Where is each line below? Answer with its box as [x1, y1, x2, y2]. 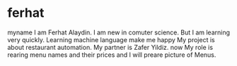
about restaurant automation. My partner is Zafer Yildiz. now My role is [7, 43, 214, 51]
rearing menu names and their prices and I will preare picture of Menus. [7, 51, 216, 59]
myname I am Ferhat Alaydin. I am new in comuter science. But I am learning [7, 28, 231, 37]
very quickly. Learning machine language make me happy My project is [7, 35, 215, 44]
